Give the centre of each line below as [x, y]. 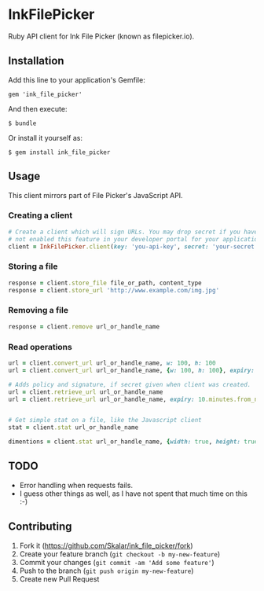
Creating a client [40, 215]
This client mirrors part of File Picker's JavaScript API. [95, 195]
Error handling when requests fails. [76, 485]
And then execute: [38, 108]
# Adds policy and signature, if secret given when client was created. [130, 384]
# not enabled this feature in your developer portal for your [114, 239]
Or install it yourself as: [45, 138]
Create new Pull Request [59, 578]
